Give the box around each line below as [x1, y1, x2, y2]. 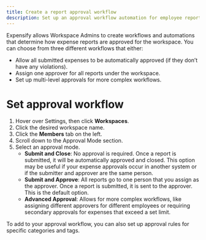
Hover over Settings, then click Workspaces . [15, 118, 129, 125]
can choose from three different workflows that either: [6, 44, 143, 52]
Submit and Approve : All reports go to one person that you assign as [24, 176, 199, 184]
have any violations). [15, 62, 68, 70]
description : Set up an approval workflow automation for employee [6, 15, 183, 21]
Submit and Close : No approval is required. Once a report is [24, 150, 177, 157]
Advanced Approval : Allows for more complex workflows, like [24, 195, 182, 203]
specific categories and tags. [6, 227, 80, 234]
